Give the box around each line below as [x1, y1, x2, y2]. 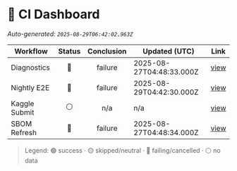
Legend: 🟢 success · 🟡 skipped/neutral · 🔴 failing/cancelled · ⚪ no [24, 146, 221, 154]
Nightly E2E [11, 82, 50, 92]
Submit [11, 107, 35, 117]
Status [58, 46, 81, 56]
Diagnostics [11, 63, 51, 72]
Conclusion [87, 46, 127, 56]
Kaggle [11, 99, 35, 108]
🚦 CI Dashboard [7, 6, 100, 23]
